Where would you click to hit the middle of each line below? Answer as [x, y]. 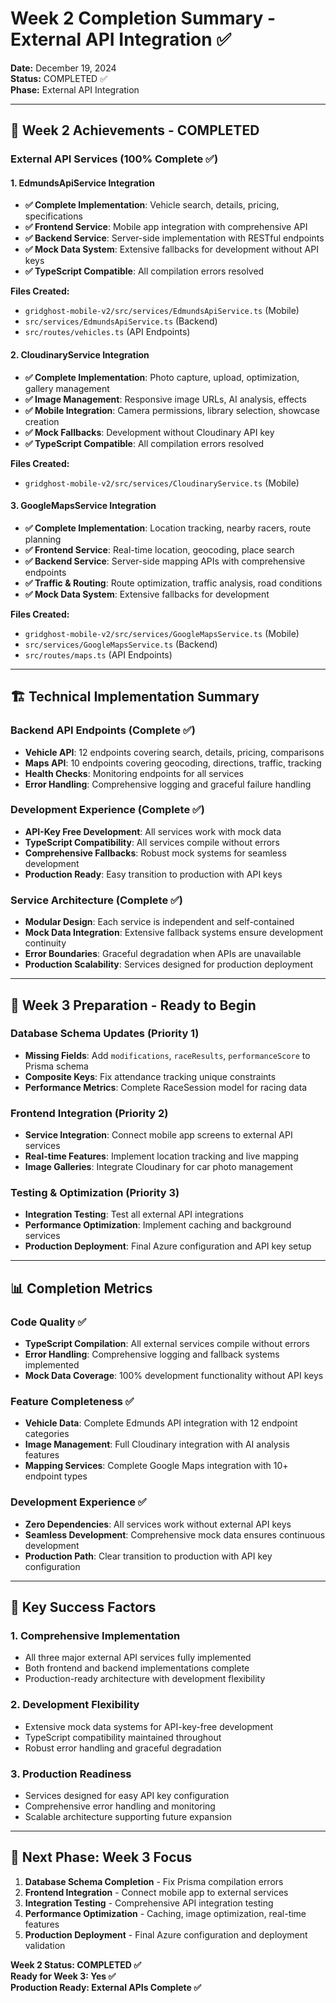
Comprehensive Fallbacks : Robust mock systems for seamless [155, 853]
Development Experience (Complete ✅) [108, 810]
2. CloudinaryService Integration [80, 355]
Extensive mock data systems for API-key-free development [149, 1726]
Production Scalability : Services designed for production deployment [168, 964]
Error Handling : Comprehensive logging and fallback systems [152, 1354]
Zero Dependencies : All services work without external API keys [158, 1524]
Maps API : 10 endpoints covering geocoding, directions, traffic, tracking [173, 763]
